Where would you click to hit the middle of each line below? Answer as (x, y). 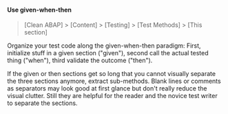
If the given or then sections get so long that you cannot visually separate (111, 74)
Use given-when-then (40, 10)
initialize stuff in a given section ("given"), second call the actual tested (108, 53)
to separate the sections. (42, 103)
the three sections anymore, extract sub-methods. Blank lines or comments (114, 81)
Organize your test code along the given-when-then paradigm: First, (104, 46)
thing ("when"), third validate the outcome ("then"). (80, 60)
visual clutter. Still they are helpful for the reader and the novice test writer (113, 96)
